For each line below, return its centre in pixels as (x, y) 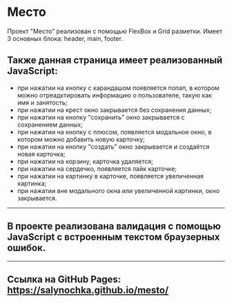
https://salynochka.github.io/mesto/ (88, 290)
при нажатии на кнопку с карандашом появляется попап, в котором (118, 88)
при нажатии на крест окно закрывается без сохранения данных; (114, 110)
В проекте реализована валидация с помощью (114, 227)
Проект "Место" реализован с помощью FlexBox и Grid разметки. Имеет (115, 31)
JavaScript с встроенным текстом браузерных (114, 237)
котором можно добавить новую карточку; (81, 139)
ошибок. (27, 248)
